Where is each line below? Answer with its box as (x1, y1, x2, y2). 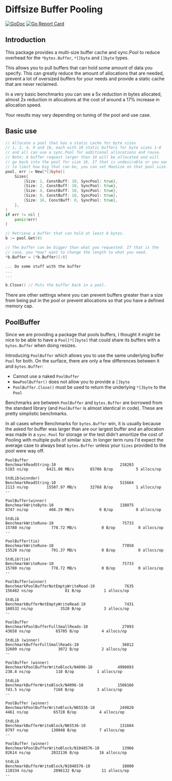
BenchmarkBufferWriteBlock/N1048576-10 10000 (5, 764, 134, 769)
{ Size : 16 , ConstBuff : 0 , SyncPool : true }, (24, 198, 118, 203)
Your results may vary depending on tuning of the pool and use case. (5, 112, 151, 118)
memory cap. (5, 303, 33, 309)
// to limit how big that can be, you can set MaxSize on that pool (5, 164, 155, 169)
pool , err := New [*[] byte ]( (5, 169, 66, 174)
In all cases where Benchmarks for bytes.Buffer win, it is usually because (5, 421, 161, 426)
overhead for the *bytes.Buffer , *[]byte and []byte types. (5, 55, 129, 61)
